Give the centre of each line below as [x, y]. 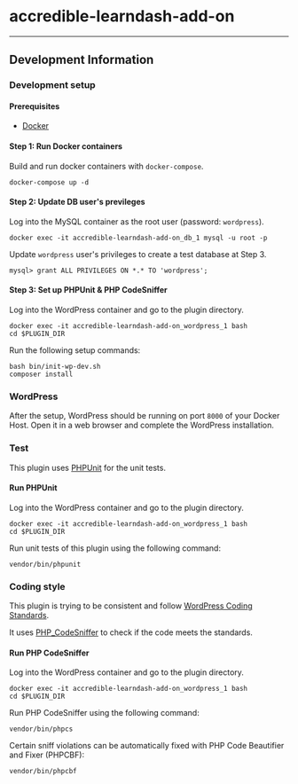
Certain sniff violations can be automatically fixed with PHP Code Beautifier [147, 746]
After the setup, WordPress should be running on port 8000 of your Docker [145, 416]
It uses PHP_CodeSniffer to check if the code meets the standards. [131, 632]
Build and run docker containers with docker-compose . [106, 166]
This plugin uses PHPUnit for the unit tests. [88, 467]
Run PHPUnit [33, 488]
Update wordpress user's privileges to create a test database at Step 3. [138, 254]
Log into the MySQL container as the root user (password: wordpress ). [137, 221]
